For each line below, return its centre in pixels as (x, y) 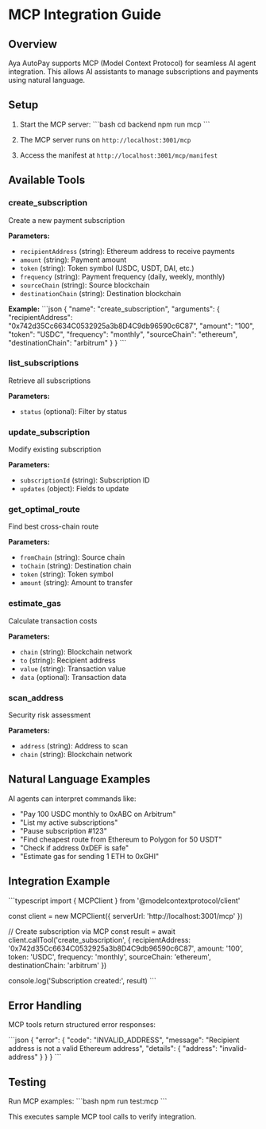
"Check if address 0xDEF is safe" (74, 848)
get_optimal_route (44, 510)
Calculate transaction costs (53, 621)
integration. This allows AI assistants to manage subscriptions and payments (133, 72)
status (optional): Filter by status (73, 411)
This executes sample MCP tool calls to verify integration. (102, 1117)
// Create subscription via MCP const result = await (92, 931)
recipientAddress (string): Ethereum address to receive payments (127, 251)
